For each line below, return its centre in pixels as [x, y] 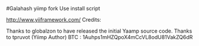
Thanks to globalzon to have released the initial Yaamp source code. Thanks [99, 31]
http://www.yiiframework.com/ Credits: [54, 20]
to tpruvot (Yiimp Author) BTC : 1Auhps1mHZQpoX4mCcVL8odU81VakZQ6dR [99, 37]
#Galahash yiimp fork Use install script [53, 8]
